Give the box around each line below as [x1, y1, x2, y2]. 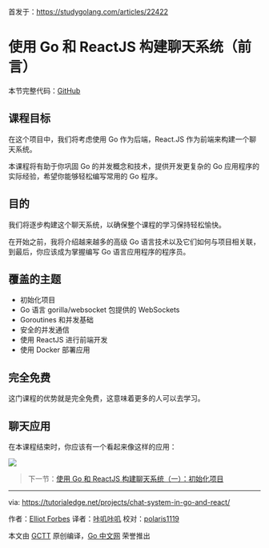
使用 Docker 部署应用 [19, 345, 90, 354]
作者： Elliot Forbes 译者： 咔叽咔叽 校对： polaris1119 [8, 514, 180, 523]
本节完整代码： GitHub [8, 86, 81, 95]
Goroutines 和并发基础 [19, 315, 94, 325]
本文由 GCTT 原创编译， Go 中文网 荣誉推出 [8, 531, 151, 540]
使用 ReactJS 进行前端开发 [19, 335, 108, 345]
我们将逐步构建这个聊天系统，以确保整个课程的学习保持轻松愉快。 [8, 219, 226, 230]
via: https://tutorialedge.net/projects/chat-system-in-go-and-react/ [8, 498, 231, 506]
